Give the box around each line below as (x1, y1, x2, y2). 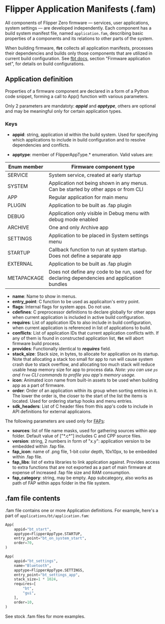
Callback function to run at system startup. (49, 246, 147, 253)
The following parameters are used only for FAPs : (5, 418, 106, 424)
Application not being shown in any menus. (49, 180, 148, 187)
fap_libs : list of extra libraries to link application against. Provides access (12, 459, 160, 465)
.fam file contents (5, 494, 60, 503)
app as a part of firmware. (12, 382, 65, 388)
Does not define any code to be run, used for (49, 269, 152, 276)
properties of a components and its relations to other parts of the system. (5, 35, 154, 41)
